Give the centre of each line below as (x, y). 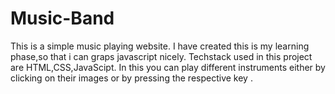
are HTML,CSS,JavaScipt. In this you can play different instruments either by (168, 67)
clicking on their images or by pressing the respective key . (131, 78)
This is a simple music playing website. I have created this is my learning (160, 46)
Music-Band (62, 18)
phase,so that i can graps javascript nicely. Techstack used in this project (161, 56)
